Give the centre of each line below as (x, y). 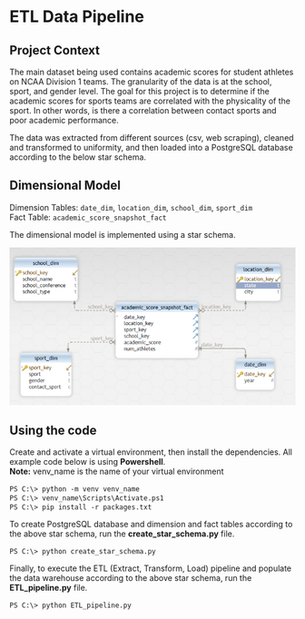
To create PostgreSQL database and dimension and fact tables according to (151, 525)
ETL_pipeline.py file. (49, 588)
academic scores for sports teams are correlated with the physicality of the (150, 101)
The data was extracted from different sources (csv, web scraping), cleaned (152, 138)
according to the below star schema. (78, 157)
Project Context (54, 50)
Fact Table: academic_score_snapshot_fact (88, 217)
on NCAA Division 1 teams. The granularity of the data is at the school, (141, 82)
